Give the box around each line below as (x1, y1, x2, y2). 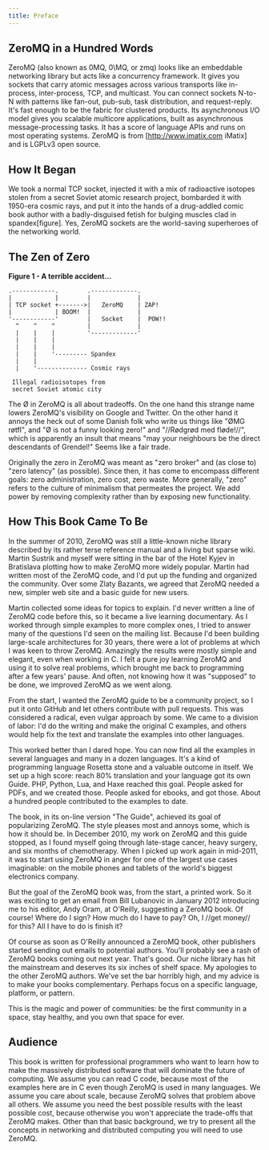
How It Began (8, 162, 76, 177)
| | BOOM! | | (8, 308, 142, 316)
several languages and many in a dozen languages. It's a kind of (8, 753, 220, 763)
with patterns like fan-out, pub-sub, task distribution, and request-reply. (15, 97, 253, 107)
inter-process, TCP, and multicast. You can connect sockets (38, 88, 237, 98)
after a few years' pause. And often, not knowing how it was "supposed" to (8, 671, 256, 681)
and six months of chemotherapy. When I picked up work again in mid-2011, (8, 846, 259, 855)
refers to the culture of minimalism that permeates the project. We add (8, 483, 240, 493)
